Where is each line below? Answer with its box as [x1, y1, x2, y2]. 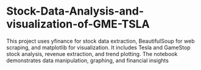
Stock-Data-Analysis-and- [6, 4, 144, 18]
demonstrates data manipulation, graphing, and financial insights [6, 57, 169, 64]
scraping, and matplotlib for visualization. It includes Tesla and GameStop [6, 44, 191, 51]
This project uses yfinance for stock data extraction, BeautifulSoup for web [6, 37, 195, 44]
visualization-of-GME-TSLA [6, 17, 150, 31]
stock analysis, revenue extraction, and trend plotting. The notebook [6, 50, 178, 57]
